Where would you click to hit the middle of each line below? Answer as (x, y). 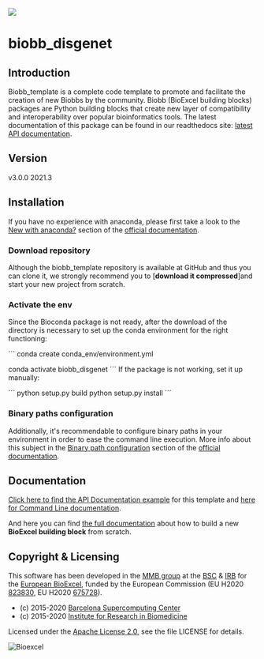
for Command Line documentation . (65, 508)
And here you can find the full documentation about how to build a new (123, 523)
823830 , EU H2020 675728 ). (55, 593)
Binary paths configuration (61, 413)
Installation (36, 203)
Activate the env (40, 304)
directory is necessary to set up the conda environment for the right (118, 330)
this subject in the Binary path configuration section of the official (114, 447)
